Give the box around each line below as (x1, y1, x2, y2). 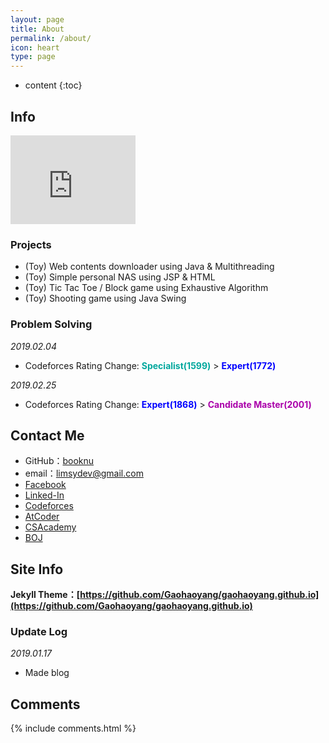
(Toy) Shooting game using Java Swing (24, 292, 187, 305)
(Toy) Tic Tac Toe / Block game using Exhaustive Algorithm (24, 282, 269, 294)
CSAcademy (24, 521, 77, 533)
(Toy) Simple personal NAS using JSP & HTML (24, 271, 216, 283)
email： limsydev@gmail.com (24, 467, 144, 480)
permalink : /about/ (10, 33, 92, 43)
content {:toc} (24, 79, 83, 91)
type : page (10, 52, 56, 62)
